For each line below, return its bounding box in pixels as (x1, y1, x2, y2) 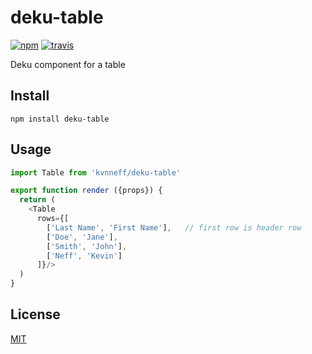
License (10, 306, 61, 323)
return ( (19, 195, 56, 205)
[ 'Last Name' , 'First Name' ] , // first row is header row (46, 222, 302, 233)
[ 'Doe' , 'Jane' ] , (46, 232, 118, 242)
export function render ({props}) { (10, 186, 163, 196)
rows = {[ (36, 214, 70, 224)
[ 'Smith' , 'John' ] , (46, 241, 128, 251)
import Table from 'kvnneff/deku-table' (10, 167, 182, 178)
